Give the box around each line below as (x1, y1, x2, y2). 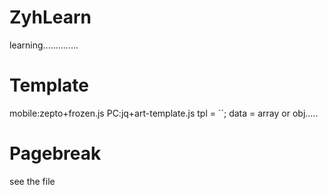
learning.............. (9, 39, 79, 51)
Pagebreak (9, 142, 102, 165)
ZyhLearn (9, 6, 92, 29)
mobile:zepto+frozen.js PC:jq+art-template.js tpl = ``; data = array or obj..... (9, 107, 319, 119)
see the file (9, 175, 56, 187)
